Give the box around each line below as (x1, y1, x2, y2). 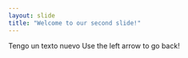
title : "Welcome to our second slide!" (8, 19, 142, 27)
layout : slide (8, 11, 56, 20)
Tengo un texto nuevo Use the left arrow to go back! (8, 41, 180, 50)
